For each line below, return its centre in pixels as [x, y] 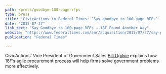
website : [14, 33]
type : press [17, 14]
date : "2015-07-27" [25, 23]
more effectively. [22, 66]
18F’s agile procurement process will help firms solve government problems [82, 61]
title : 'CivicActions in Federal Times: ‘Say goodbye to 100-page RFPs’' [83, 19]
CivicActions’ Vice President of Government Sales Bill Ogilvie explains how [81, 55]
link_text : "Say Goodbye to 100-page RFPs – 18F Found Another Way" [77, 28]
